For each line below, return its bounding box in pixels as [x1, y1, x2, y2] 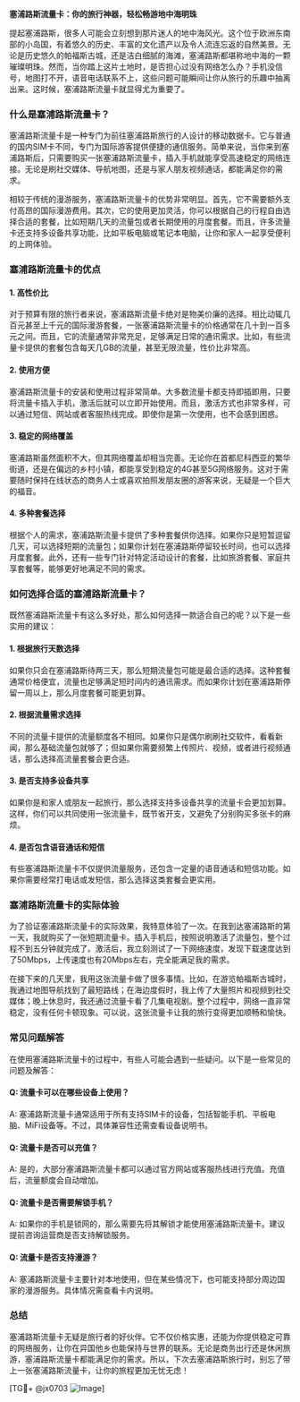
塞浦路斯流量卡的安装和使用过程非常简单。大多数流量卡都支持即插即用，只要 [9, 386, 291, 397]
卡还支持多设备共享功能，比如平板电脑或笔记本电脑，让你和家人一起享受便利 [9, 227, 291, 238]
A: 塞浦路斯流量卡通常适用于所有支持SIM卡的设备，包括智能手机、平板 [9, 1108, 269, 1119]
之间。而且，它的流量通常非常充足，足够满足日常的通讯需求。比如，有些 [16, 331, 283, 342]
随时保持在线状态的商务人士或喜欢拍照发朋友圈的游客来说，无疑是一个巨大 [16, 474, 291, 485]
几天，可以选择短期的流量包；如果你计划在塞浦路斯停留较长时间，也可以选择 [9, 541, 291, 551]
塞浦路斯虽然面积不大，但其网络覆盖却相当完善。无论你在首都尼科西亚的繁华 [9, 452, 291, 463]
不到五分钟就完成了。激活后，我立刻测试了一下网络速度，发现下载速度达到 [16, 944, 291, 954]
